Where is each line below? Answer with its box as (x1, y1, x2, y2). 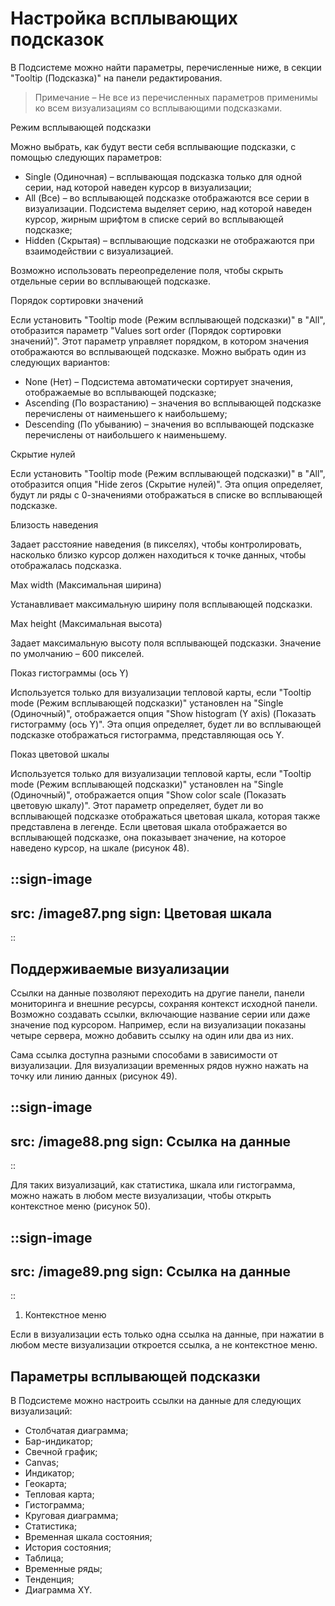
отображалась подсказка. (10, 559, 122, 571)
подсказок (10, 28, 105, 51)
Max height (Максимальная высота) (10, 617, 163, 629)
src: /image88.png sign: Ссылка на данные (10, 1133, 292, 1150)
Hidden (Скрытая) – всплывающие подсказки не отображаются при (24, 234, 315, 246)
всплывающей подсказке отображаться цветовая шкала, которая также (10, 810, 321, 822)
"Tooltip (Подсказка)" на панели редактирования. (10, 72, 223, 84)
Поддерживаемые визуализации (10, 960, 230, 977)
